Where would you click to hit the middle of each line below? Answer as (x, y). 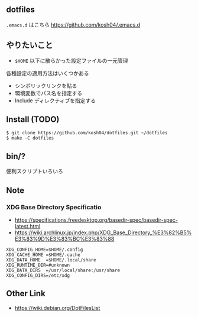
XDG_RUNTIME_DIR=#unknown (38, 265)
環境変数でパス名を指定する (48, 93)
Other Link (26, 294)
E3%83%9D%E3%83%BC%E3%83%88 (64, 238)
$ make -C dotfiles (30, 138)
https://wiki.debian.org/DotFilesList (57, 308)
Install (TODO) (33, 120)
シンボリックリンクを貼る (46, 86)
